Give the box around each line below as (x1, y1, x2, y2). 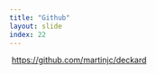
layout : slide (9, 22, 63, 31)
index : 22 (9, 30, 47, 39)
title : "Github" (9, 13, 70, 23)
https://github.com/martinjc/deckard (11, 55, 147, 66)
